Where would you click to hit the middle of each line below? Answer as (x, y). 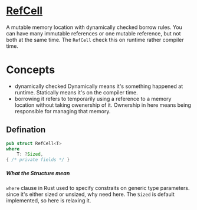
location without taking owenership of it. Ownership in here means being (103, 105)
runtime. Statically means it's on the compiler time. (76, 92)
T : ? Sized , (30, 155)
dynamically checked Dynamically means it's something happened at (99, 86)
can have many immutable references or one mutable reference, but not (93, 33)
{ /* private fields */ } (38, 160)
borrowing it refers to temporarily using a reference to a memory (93, 99)
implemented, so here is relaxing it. (49, 201)
